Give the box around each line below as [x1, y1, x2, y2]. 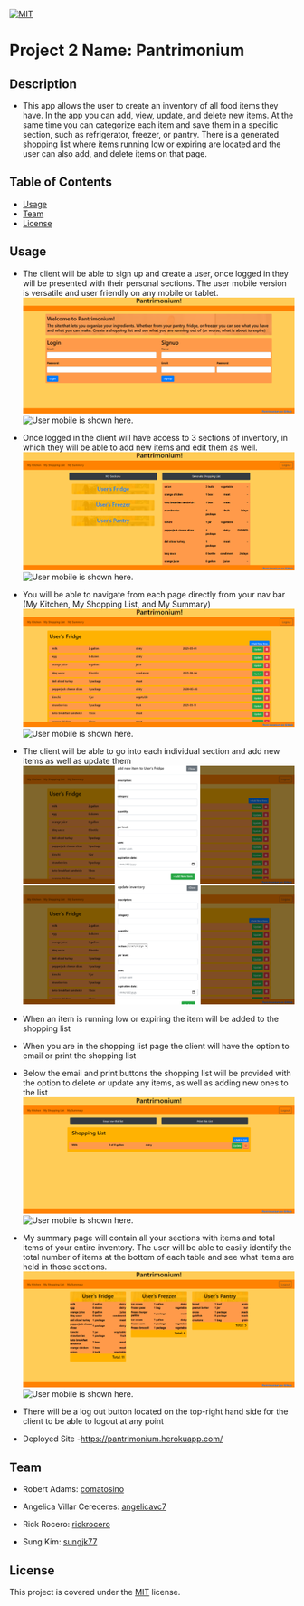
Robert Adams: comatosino [22, 1484, 125, 1495]
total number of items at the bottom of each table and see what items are [22, 1251, 295, 1262]
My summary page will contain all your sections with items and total [22, 1232, 276, 1243]
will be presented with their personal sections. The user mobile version [22, 277, 287, 289]
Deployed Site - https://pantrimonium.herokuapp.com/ [22, 1433, 223, 1444]
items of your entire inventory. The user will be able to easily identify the [22, 1241, 292, 1253]
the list [22, 1086, 48, 1097]
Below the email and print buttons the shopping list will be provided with [22, 1067, 291, 1078]
